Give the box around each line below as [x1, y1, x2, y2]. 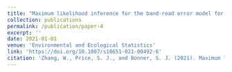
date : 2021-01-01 [7, 36, 57, 43]
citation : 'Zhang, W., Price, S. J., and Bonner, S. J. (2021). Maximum [7, 55, 221, 62]
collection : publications [7, 16, 81, 23]
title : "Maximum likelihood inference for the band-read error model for [7, 10, 224, 17]
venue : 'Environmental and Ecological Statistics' [7, 42, 156, 49]
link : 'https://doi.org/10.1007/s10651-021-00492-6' [7, 49, 162, 56]
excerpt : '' [7, 29, 41, 36]
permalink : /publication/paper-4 [7, 23, 104, 29]
